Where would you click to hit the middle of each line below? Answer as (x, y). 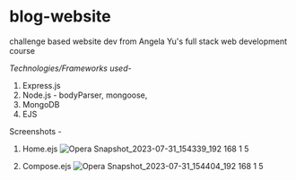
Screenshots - (35, 131)
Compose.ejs (47, 166)
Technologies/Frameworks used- (70, 68)
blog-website (60, 17)
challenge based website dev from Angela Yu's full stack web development (148, 41)
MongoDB (41, 104)
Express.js (41, 85)
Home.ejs (40, 149)
